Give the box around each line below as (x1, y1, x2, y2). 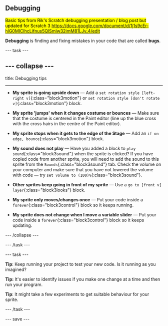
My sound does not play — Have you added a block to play (12, 145, 136, 151)
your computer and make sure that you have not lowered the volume (12, 166, 153, 172)
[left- (141, 90, 155, 96)
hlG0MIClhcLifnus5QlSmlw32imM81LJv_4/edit (5, 28, 100, 34)
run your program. (5, 281, 43, 287)
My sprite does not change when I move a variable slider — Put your (12, 211, 156, 217)
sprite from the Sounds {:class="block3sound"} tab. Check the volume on (12, 161, 161, 167)
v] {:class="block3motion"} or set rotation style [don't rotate (25, 95, 160, 101)
